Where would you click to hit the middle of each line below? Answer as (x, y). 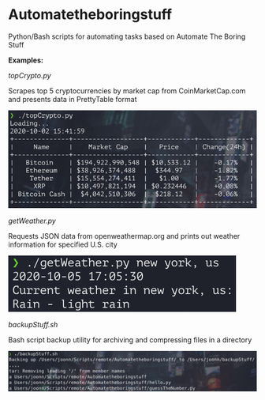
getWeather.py (32, 221)
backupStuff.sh (33, 324)
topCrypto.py (30, 75)
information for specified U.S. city (63, 244)
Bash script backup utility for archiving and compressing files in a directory (130, 340)
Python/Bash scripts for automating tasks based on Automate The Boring (127, 36)
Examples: (26, 60)
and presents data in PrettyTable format (73, 99)
